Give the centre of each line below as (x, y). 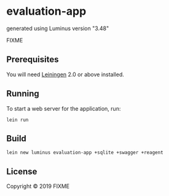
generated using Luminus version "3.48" (58, 28)
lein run (18, 120)
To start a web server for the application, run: (64, 108)
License (22, 171)
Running (23, 94)
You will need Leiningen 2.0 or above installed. (65, 74)
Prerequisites (33, 60)
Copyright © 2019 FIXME (38, 186)
